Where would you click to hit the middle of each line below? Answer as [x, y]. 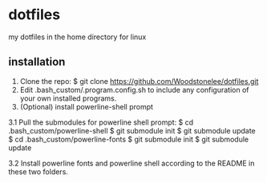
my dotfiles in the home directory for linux [77, 37]
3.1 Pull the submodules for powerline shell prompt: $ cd [101, 122]
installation [37, 62]
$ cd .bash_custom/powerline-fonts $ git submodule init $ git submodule [129, 139]
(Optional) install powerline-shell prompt [87, 106]
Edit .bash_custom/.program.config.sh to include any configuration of [135, 90]
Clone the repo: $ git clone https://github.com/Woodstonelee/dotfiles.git [139, 81]
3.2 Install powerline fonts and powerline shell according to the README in [131, 163]
